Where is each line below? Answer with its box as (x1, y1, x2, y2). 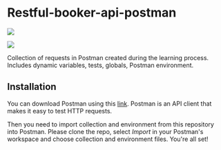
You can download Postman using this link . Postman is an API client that (7, 99, 212, 108)
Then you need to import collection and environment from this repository (7, 120, 214, 129)
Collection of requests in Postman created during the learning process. (7, 53, 209, 62)
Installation (7, 81, 57, 93)
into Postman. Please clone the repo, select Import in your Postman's (7, 127, 204, 135)
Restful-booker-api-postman (7, 5, 177, 21)
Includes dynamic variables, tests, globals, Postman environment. (7, 61, 194, 69)
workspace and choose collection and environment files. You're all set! (7, 135, 209, 143)
